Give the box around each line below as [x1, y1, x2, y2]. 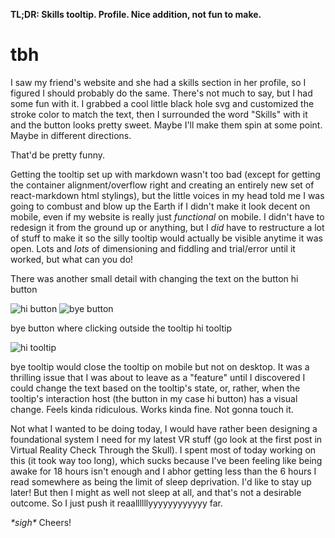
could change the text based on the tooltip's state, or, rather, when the [10, 382, 301, 394]
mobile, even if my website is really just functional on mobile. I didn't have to [10, 210, 325, 223]
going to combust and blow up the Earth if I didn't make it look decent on [10, 200, 311, 212]
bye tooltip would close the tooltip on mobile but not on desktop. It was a [10, 360, 310, 373]
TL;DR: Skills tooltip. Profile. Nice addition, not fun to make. [10, 9, 262, 20]
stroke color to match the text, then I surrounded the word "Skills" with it [10, 108, 308, 120]
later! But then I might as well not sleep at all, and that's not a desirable [10, 486, 302, 498]
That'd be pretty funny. [10, 149, 106, 161]
